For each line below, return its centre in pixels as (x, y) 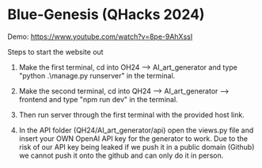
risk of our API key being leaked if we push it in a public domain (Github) (137, 147)
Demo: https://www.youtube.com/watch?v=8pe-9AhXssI (100, 36)
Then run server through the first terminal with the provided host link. (131, 115)
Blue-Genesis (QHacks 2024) (106, 15)
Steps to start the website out (55, 52)
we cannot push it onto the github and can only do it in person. (121, 155)
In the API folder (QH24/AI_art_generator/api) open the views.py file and (136, 130)
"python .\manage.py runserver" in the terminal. (97, 75)
